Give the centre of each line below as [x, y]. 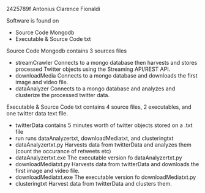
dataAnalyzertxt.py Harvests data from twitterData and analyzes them [103, 145]
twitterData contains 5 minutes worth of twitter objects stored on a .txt [104, 125]
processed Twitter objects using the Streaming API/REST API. [93, 69]
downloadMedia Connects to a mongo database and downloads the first [106, 75]
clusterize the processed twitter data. [62, 95]
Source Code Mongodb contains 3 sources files [67, 51]
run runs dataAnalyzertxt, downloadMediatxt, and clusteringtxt [94, 138]
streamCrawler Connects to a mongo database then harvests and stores [106, 63]
